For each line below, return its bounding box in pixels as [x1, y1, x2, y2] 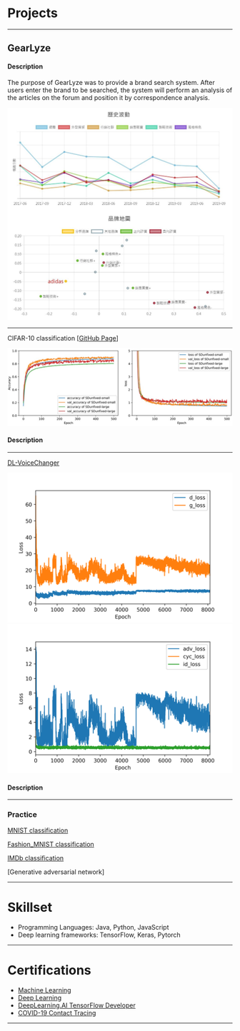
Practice [7, 810, 37, 820]
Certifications [7, 962, 91, 978]
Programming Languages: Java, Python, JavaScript [17, 922, 169, 931]
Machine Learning [17, 985, 71, 994]
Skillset [7, 899, 52, 915]
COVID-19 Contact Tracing [17, 1008, 96, 1017]
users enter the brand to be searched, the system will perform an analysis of [7, 86, 233, 94]
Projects [7, 5, 59, 21]
